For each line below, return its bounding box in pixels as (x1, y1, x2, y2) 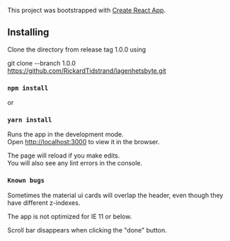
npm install (7, 84, 49, 92)
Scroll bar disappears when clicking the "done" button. (7, 225, 168, 234)
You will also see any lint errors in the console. (7, 159, 143, 167)
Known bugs (7, 177, 45, 184)
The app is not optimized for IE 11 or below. (7, 212, 132, 221)
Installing (7, 26, 50, 38)
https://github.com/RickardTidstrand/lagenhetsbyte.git (7, 66, 166, 75)
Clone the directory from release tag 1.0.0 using (7, 45, 146, 54)
